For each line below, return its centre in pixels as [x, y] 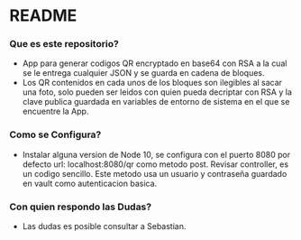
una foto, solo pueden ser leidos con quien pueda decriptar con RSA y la [157, 92]
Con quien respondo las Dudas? [80, 207]
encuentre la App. [55, 111]
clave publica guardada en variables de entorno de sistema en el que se [156, 102]
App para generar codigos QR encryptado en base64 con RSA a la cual [155, 63]
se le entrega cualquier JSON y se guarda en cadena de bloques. [143, 73]
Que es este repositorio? [64, 44]
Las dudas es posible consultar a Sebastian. [104, 226]
